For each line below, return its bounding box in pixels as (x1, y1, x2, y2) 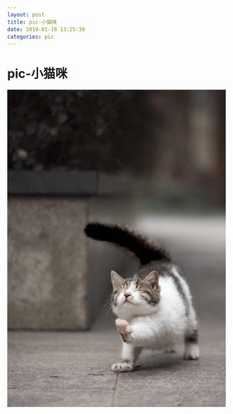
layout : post (7, 11, 45, 18)
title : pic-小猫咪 (7, 18, 58, 26)
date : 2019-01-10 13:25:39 (7, 26, 85, 33)
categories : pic (7, 33, 54, 40)
